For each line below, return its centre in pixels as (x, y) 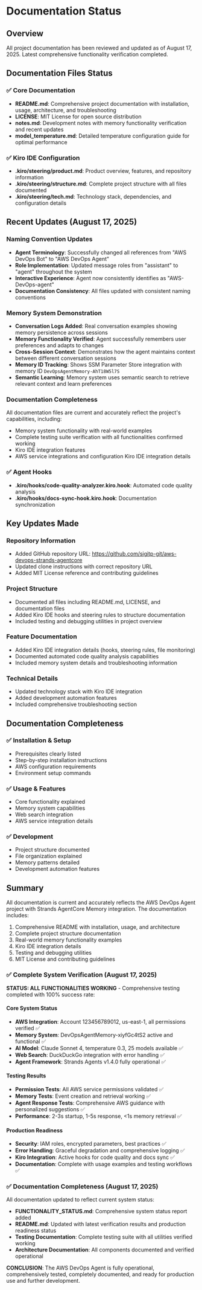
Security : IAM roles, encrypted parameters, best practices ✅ (91, 1144)
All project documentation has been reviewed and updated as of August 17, (99, 48)
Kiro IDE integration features (50, 450)
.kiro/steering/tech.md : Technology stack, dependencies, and (93, 196)
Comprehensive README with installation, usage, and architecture (97, 927)
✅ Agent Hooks (29, 472)
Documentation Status (64, 11)
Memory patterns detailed (47, 862)
